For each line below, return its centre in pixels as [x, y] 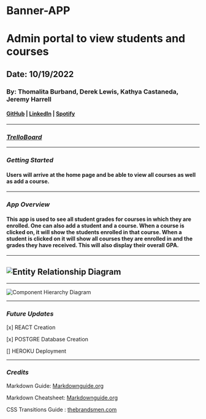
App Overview [28, 204]
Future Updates [30, 314]
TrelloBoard [24, 137]
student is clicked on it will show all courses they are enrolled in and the [100, 239]
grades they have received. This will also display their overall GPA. [93, 245]
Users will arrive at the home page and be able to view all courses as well [101, 174]
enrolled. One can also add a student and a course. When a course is [96, 225]
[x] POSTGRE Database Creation [48, 339]
